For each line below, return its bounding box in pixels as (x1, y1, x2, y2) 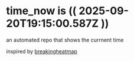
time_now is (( (6, 4, 77, 18)
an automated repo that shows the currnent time (6, 36, 124, 43)
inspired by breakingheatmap (6, 47, 78, 54)
